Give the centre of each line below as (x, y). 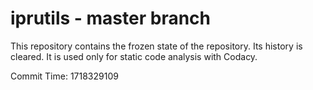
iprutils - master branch (110, 18)
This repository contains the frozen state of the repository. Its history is (156, 46)
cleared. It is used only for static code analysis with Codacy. (134, 56)
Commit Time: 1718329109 (64, 76)
